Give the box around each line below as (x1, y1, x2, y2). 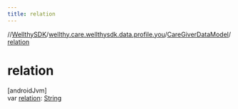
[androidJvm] (7, 86, 48, 95)
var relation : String (7, 93, 62, 102)
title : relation (7, 10, 56, 18)
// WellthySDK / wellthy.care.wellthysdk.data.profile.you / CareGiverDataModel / (7, 30, 232, 38)
